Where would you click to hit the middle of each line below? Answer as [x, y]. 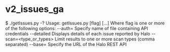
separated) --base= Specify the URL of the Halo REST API [66, 44]
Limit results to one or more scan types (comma [105, 39]
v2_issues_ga [35, 9]
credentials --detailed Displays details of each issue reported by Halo [78, 33]
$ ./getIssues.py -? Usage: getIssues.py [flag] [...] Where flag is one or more [85, 23]
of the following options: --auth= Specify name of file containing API [77, 28]
